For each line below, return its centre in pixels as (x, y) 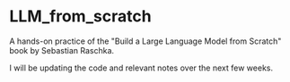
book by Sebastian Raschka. (62, 50)
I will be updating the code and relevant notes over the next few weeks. (141, 68)
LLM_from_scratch (80, 16)
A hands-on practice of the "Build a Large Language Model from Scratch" (145, 41)
